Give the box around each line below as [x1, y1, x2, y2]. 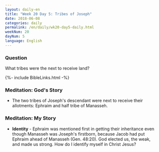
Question [5, 54, 28, 61]
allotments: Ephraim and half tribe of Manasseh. [12, 103, 108, 109]
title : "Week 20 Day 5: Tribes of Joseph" [5, 12, 92, 16]
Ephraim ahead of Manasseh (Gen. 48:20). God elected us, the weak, [12, 136, 151, 142]
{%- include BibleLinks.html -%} [5, 75, 70, 81]
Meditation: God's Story [5, 86, 63, 93]
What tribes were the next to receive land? [5, 66, 90, 71]
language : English [5, 39, 42, 43]
